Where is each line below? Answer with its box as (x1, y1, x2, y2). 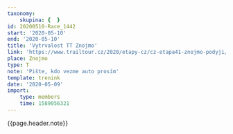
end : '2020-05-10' (7, 36, 60, 43)
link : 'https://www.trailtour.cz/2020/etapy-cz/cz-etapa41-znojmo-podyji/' (7, 49, 231, 56)
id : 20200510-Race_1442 (7, 23, 76, 30)
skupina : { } (19, 17, 60, 23)
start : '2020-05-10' (7, 29, 67, 37)
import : (7, 87, 30, 94)
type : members (19, 94, 60, 101)
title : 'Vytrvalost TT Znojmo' (7, 42, 98, 49)
